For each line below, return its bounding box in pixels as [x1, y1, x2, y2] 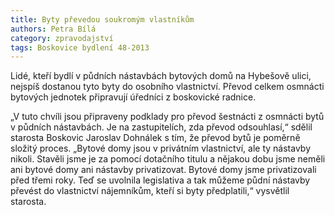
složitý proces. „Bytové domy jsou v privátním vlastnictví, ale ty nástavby [10, 142, 312, 155]
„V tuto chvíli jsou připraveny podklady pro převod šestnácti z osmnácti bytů [10, 111, 325, 123]
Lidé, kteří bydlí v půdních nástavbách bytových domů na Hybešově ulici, [10, 70, 312, 82]
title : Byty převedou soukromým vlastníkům [10, 14, 195, 25]
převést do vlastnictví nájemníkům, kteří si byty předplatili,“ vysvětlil [10, 185, 290, 197]
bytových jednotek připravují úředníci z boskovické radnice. [10, 91, 257, 103]
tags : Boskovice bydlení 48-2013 [10, 42, 150, 53]
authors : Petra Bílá [10, 24, 97, 34]
